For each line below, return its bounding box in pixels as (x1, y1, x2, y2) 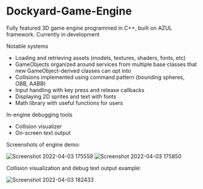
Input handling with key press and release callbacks (15, 86, 145, 93)
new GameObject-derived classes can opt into (15, 67, 131, 74)
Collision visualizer (15, 122, 62, 130)
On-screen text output (15, 129, 71, 136)
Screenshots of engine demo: (6, 141, 81, 148)
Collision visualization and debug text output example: (6, 164, 141, 171)
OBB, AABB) (15, 80, 46, 87)
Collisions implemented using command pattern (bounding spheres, (15, 73, 185, 81)
